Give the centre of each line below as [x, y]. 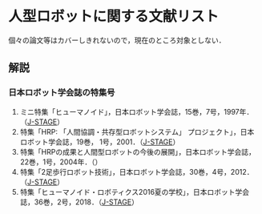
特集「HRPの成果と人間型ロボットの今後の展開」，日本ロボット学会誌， [138, 151]
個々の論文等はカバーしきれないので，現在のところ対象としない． [117, 40]
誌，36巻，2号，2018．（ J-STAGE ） [79, 202]
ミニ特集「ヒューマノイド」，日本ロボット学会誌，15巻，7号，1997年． [137, 111]
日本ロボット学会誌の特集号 [62, 93]
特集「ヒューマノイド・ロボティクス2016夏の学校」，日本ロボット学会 [135, 192]
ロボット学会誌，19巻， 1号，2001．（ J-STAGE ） [100, 142]
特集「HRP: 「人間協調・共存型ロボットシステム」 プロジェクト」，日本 [137, 131]
